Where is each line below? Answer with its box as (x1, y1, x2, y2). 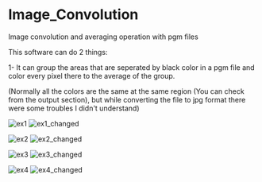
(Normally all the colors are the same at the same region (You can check (8, 86, 245, 96)
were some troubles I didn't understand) (8, 103, 141, 113)
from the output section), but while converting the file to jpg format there (8, 95, 246, 104)
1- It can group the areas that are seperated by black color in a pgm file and (8, 62, 256, 72)
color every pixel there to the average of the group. (8, 71, 175, 80)
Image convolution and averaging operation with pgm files (8, 32, 198, 41)
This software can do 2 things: (8, 47, 108, 56)
